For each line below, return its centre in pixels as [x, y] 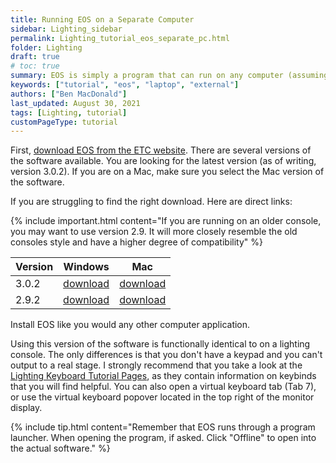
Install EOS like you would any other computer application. [130, 325]
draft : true [35, 57]
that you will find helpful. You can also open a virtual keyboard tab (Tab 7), [163, 387]
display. [26, 408]
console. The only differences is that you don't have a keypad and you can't [166, 355]
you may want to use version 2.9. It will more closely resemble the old [154, 232]
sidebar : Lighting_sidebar [66, 29]
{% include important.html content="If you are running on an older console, [166, 221]
